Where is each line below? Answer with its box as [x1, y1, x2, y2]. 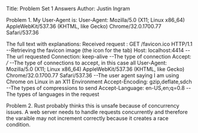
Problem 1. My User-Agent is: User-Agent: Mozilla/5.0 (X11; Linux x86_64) [6, 17, 185, 23]
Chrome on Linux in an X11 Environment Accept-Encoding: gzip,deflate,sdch [6, 78, 192, 85]
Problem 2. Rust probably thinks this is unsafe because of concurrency [6, 102, 180, 109]
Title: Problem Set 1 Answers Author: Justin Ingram [6, 5, 130, 12]
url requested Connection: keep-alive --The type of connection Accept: [17, 53, 191, 60]
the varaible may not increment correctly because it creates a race [6, 115, 169, 122]
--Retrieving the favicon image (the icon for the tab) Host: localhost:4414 [6, 47, 184, 54]
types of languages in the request [17, 91, 100, 98]
